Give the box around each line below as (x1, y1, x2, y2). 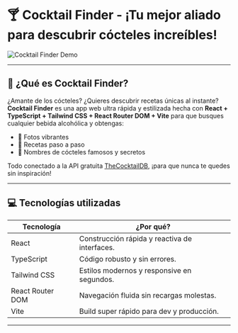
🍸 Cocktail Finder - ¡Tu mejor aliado (7, 7, 221, 23)
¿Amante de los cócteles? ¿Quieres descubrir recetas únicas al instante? (7, 96, 220, 105)
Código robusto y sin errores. (79, 254, 177, 264)
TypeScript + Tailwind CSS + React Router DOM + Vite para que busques (7, 111, 225, 120)
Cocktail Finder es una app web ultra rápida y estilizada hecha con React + (7, 103, 228, 112)
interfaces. (79, 242, 115, 252)
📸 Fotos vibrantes (17, 132, 69, 141)
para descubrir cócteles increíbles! (7, 27, 217, 43)
